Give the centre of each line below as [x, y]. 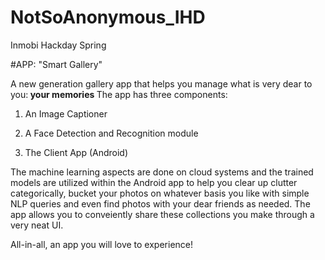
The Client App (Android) [76, 152]
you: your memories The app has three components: [119, 94]
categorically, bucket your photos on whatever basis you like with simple [160, 193]
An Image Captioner [66, 113]
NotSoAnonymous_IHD [108, 17]
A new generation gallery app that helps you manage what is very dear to [161, 83]
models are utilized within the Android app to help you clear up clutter [154, 182]
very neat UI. [37, 225]
